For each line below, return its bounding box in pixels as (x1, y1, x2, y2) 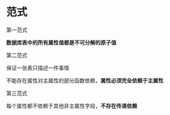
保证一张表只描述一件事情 (6, 64, 69, 72)
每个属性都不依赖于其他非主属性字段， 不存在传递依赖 (6, 102, 138, 109)
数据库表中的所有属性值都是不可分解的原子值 (6, 39, 117, 46)
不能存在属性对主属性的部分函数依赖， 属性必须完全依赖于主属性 (6, 77, 163, 84)
